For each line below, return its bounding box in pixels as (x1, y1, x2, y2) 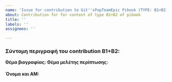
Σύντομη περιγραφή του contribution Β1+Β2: (5, 48, 120, 55)
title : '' (5, 17, 27, 22)
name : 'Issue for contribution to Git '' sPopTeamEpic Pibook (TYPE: (5, 7, 153, 13)
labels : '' (5, 21, 29, 27)
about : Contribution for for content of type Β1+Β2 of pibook (5, 12, 141, 17)
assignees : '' (5, 26, 36, 32)
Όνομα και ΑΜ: (5, 71, 39, 77)
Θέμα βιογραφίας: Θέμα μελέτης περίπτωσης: (5, 59, 109, 65)
